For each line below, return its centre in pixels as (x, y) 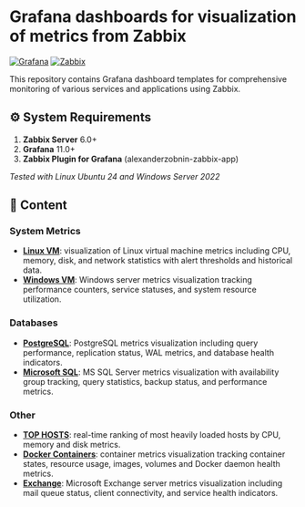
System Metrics (46, 232)
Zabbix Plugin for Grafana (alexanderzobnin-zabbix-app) (131, 159)
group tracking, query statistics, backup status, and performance (145, 381)
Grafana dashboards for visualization (153, 17)
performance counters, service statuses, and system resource (139, 290)
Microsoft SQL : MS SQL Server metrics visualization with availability (151, 372)
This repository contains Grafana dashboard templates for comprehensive (148, 78)
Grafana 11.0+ (49, 149)
